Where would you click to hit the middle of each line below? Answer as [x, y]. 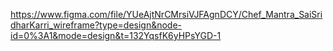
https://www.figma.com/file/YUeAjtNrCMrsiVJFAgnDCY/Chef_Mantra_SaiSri [166, 14]
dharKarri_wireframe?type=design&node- [96, 25]
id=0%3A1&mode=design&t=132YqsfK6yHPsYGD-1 [116, 35]
